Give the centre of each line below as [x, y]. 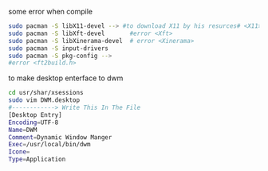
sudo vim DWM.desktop [44, 100]
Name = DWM [23, 130]
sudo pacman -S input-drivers [59, 48]
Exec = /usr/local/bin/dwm [49, 145]
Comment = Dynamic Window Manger [60, 137]
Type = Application [37, 159]
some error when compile [51, 12]
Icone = [19, 152]
